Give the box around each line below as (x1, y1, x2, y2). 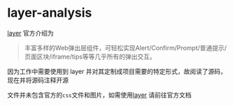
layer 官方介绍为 (7, 29, 54, 37)
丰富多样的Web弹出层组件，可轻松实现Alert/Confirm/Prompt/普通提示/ (24, 43, 227, 52)
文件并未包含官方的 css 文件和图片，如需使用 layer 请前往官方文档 (7, 91, 192, 99)
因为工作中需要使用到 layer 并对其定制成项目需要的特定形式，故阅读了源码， (7, 67, 227, 75)
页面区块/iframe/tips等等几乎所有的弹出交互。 (24, 52, 156, 61)
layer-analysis (7, 5, 92, 21)
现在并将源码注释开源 (7, 75, 68, 84)
